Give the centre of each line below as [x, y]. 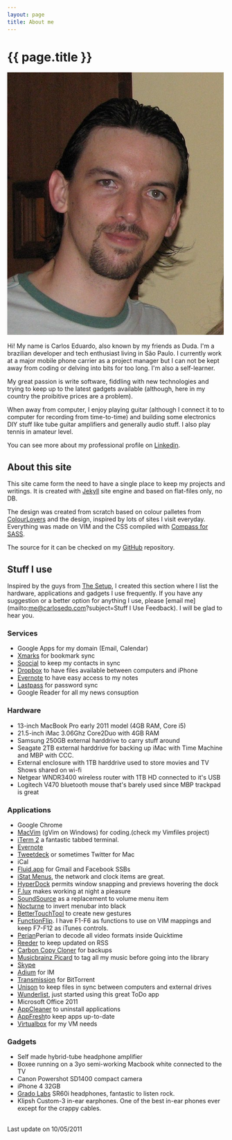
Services [23, 633]
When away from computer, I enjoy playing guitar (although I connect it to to [116, 410]
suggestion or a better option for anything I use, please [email [95, 601]
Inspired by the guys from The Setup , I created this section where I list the [113, 586]
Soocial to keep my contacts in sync [69, 663]
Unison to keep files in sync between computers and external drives [114, 987]
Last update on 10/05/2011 [45, 1129]
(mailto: [18, 608]
